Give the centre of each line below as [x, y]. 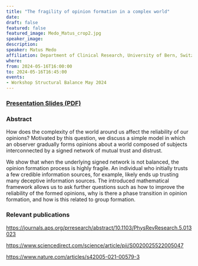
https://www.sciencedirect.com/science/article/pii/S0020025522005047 [95, 245]
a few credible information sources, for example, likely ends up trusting [92, 175]
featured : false [26, 28]
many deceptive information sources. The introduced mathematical [88, 181]
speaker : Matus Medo [32, 50]
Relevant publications [38, 215]
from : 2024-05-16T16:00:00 [39, 66]
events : [16, 77]
